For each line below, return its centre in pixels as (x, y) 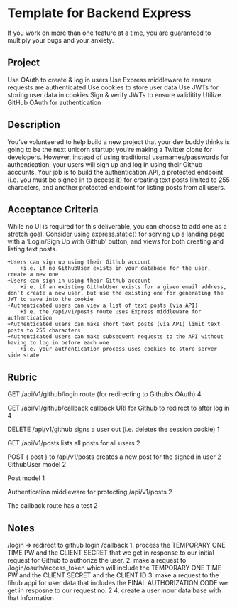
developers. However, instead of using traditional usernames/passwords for (118, 157)
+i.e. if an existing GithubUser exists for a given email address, (123, 287)
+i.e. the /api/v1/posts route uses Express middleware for (111, 312)
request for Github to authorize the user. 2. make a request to (97, 560)
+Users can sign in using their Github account (79, 281)
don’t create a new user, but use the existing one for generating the (115, 293)
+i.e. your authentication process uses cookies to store (108, 349)
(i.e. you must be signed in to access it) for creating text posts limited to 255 (119, 180)
